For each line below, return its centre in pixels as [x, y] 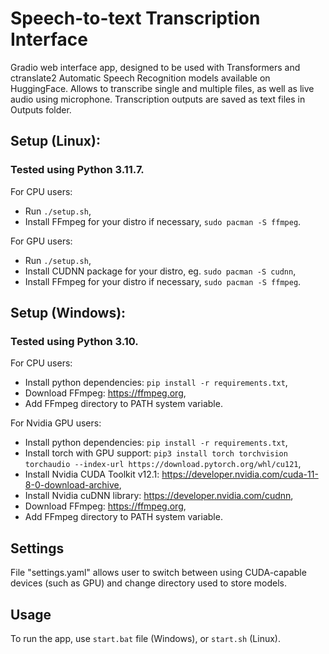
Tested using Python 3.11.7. [77, 170]
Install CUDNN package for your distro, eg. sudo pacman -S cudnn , [160, 271]
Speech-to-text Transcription [135, 18]
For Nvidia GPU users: [56, 423]
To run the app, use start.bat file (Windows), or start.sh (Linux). [145, 638]
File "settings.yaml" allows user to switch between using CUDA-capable [158, 573]
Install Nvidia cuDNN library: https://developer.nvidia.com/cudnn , [159, 496]
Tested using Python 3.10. [74, 341]
